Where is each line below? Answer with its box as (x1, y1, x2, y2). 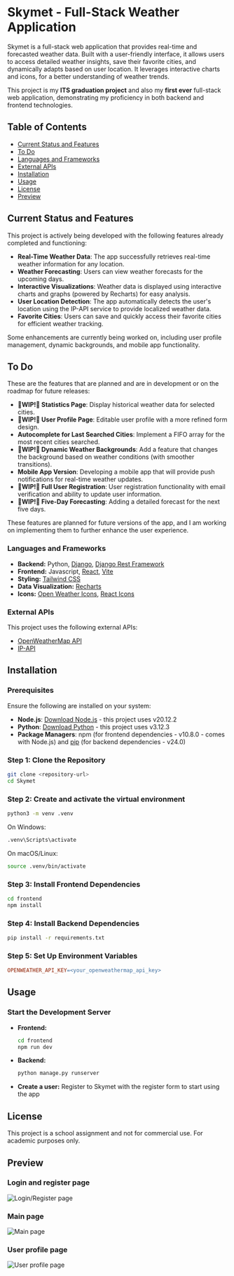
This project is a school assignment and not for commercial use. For (7, 1129, 203, 1138)
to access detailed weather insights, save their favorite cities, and (7, 57, 196, 65)
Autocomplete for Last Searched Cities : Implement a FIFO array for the (17, 430, 226, 439)
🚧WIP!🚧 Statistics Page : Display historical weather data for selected (17, 401, 215, 409)
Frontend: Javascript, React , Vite (17, 567, 113, 575)
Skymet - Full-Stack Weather (7, 4, 180, 20)
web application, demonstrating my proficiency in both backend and (7, 93, 205, 102)
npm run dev (17, 1043, 53, 1050)
